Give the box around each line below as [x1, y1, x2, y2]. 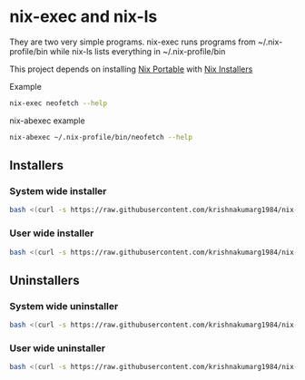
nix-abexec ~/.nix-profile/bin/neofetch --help [9, 132, 193, 141]
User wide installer [9, 227, 94, 239]
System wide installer [9, 185, 107, 197]
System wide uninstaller [9, 299, 119, 312]
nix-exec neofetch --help [9, 98, 107, 108]
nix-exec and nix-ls [9, 6, 158, 27]
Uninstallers [9, 272, 80, 287]
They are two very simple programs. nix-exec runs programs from [9, 36, 256, 47]
